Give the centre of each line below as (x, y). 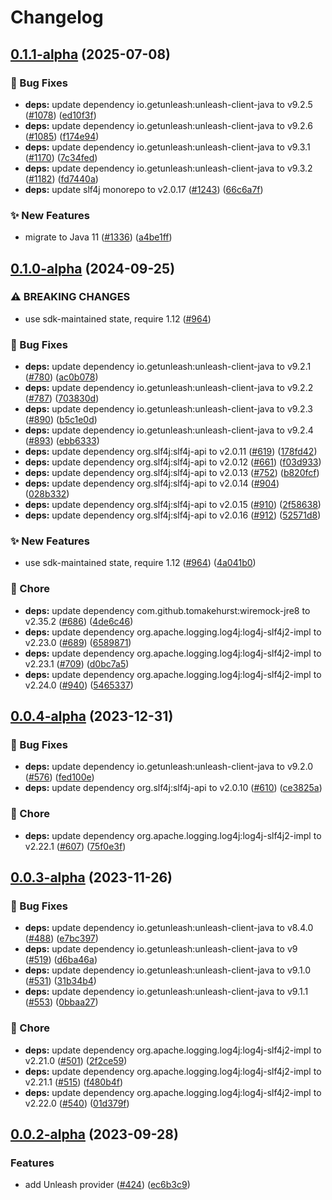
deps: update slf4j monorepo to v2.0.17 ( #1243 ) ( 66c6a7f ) (144, 189)
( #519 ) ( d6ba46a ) (61, 960)
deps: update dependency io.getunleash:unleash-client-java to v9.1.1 (166, 992)
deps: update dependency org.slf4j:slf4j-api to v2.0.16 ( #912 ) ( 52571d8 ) (173, 515)
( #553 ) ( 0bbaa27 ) (61, 1002)
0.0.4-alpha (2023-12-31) (92, 716)
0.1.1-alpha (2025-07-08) (91, 54)
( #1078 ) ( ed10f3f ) (60, 115)
